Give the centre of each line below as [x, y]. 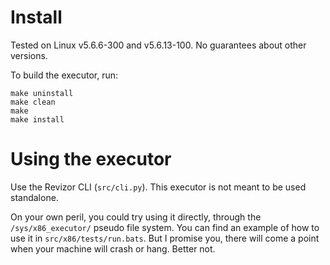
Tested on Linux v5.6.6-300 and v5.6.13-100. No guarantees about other [158, 45]
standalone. [34, 197]
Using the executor [91, 159]
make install [37, 119]
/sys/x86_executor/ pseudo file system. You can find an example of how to [165, 227]
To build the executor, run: [64, 75]
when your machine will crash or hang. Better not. [113, 248]
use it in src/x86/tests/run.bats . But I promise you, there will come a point [165, 238]
